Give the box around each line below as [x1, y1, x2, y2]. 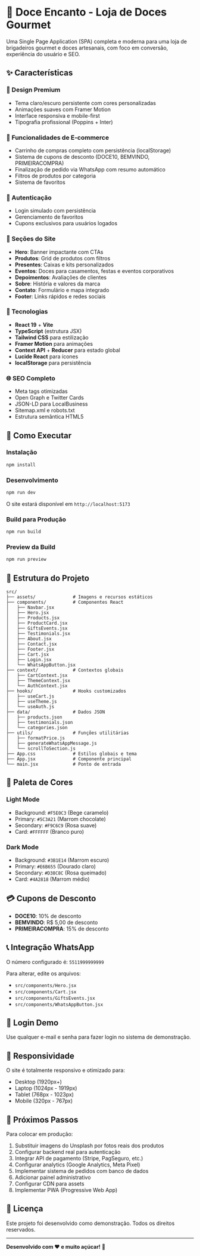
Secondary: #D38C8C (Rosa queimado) [14, 869, 107, 876]
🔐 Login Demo [6, 1018, 59, 1028]
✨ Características [6, 68, 73, 78]
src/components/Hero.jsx [14, 982, 77, 988]
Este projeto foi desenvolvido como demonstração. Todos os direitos [6, 1220, 175, 1227]
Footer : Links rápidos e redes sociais [14, 293, 106, 300]
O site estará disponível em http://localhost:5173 [6, 500, 130, 507]
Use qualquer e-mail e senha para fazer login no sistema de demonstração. [6, 1033, 192, 1041]
